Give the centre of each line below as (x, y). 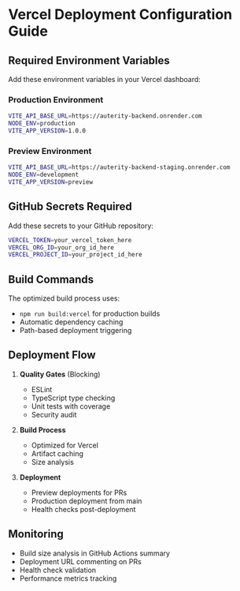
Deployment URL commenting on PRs (80, 561)
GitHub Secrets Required (70, 207)
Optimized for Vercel (65, 445)
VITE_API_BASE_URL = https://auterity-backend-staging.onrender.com (119, 167)
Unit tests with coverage (71, 406)
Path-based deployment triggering (76, 331)
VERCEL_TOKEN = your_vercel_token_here (70, 240)
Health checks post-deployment (83, 509)
